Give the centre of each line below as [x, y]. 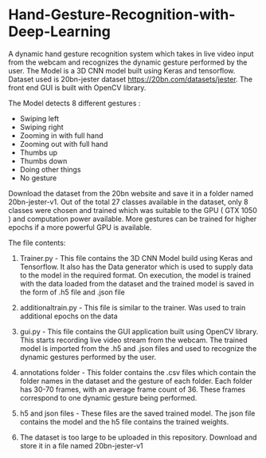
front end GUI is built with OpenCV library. [77, 87]
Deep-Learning [60, 32]
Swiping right [41, 127]
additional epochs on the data [68, 316]
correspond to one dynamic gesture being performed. [108, 397]
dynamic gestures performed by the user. [88, 357]
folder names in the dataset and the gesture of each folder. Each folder [136, 381]
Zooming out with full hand [64, 144]
